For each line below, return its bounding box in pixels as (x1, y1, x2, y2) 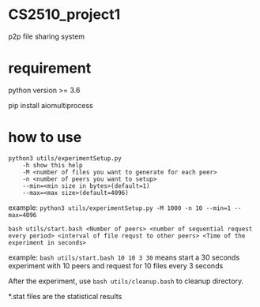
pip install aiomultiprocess (8, 100, 93, 110)
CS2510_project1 (8, 6, 121, 24)
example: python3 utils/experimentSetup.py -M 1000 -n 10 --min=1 (8, 203, 232, 212)
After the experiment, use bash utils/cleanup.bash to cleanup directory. (8, 276, 243, 286)
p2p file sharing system (8, 32, 85, 41)
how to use (8, 129, 82, 147)
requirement (8, 59, 92, 77)
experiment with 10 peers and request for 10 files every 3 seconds (8, 260, 224, 270)
